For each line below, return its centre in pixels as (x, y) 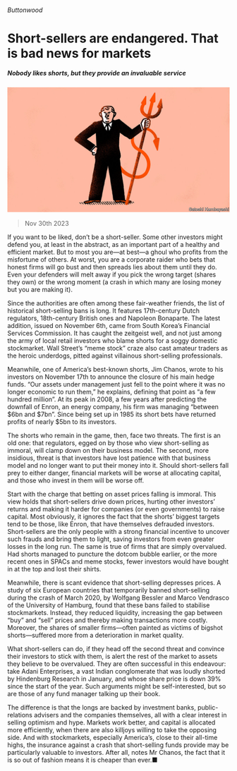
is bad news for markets (79, 53)
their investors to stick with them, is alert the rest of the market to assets (113, 657)
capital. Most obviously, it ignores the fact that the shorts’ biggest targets (114, 517)
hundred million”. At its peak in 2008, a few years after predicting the (107, 399)
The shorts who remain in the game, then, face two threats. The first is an (114, 436)
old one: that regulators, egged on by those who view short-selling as (108, 443)
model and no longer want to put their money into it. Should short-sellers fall (118, 466)
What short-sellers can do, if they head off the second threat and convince (116, 649)
